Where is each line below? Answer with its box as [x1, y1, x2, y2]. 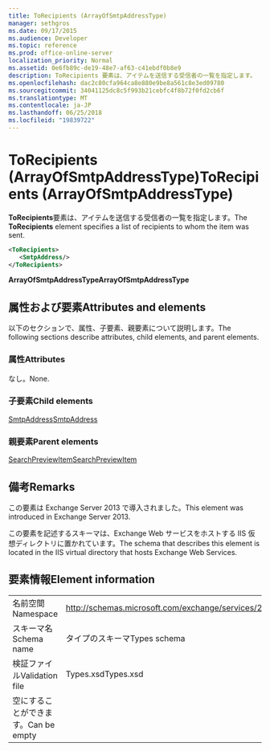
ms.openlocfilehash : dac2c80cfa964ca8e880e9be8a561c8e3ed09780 [8, 79, 225, 87]
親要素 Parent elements [8, 435, 99, 447]
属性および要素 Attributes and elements [8, 300, 207, 314]
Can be [27, 719, 55, 730]
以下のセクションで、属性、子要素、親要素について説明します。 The [8, 323, 231, 333]
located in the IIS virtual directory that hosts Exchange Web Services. [8, 547, 238, 557]
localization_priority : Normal [8, 57, 113, 65]
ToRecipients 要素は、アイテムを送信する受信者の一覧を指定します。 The [8, 212, 247, 222]
